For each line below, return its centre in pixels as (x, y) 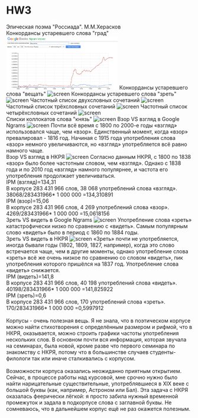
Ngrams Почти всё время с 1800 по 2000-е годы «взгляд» (92, 126)
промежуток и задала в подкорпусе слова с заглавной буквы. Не (89, 403)
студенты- (163, 352)
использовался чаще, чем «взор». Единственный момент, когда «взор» (97, 132)
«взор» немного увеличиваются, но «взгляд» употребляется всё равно (97, 144)
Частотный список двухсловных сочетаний (85, 100)
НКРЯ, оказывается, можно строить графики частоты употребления (92, 333)
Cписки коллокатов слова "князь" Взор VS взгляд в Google (93, 119)
